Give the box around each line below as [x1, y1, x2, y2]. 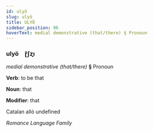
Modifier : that [6, 97, 40, 104]
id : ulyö [6, 8, 27, 15]
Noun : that [6, 85, 32, 93]
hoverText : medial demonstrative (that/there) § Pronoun [6, 30, 148, 36]
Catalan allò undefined [6, 108, 60, 115]
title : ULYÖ [6, 19, 35, 25]
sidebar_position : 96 [6, 24, 59, 31]
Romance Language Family [6, 120, 72, 127]
